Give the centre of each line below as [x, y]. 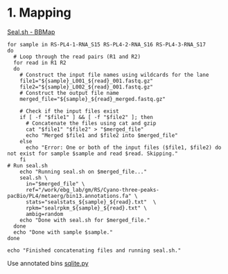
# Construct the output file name [69, 93]
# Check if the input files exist [69, 111]
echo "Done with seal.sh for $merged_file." [85, 220]
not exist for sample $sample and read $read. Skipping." [93, 154]
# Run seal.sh [28, 165]
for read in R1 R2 [40, 63]
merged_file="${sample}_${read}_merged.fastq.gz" [93, 99]
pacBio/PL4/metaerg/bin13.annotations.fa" [69, 196]
